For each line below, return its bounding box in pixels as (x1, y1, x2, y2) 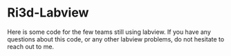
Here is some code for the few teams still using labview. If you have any (7, 28, 211, 36)
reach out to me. (7, 42, 54, 50)
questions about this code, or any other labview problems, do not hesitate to (7, 35, 225, 43)
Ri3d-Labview (7, 5, 89, 21)
